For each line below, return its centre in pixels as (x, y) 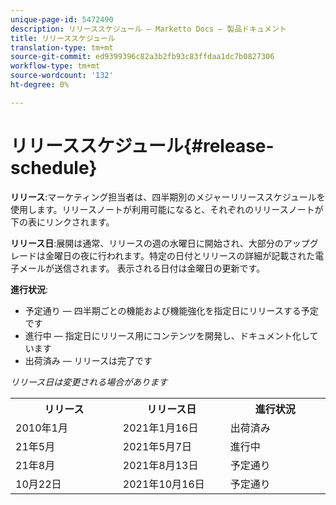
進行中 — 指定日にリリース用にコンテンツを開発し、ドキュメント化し (167, 335)
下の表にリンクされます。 (62, 222)
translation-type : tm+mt (62, 47)
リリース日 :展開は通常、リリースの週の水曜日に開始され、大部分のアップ (160, 243)
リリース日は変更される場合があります (89, 382)
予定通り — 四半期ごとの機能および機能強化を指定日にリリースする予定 (171, 310)
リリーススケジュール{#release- (142, 145)
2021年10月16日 (163, 484)
